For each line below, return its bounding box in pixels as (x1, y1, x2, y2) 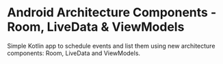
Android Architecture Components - (7, 5, 217, 20)
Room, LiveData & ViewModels (7, 19, 185, 35)
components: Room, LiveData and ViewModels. (7, 49, 141, 57)
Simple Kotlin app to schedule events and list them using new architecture (7, 42, 215, 50)
